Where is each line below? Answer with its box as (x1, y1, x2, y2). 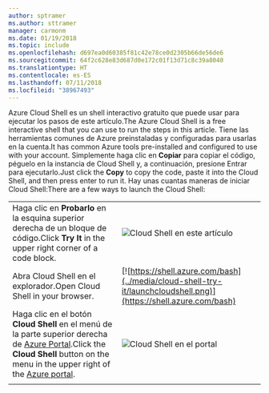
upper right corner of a (12, 243, 98, 254)
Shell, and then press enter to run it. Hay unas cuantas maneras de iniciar (8, 176, 251, 186)
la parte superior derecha (12, 329, 108, 340)
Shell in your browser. (12, 291, 94, 302)
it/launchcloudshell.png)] (121, 286, 216, 297)
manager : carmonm (8, 26, 66, 34)
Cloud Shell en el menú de (12, 319, 113, 330)
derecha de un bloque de (12, 223, 106, 234)
